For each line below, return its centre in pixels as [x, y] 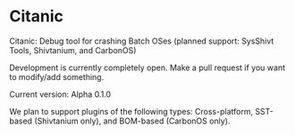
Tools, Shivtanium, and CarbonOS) [73, 50]
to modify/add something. [57, 76]
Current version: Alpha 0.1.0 [60, 94]
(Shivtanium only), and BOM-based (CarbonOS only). [132, 121]
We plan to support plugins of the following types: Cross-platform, [131, 111]
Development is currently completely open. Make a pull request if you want [147, 67]
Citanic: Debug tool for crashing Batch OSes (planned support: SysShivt [142, 41]
